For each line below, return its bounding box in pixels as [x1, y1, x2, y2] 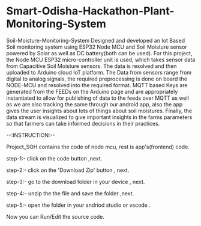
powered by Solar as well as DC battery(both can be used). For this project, [6, 49, 193, 56]
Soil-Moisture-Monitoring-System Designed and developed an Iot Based [6, 37, 185, 44]
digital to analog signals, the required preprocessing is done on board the [6, 75, 188, 82]
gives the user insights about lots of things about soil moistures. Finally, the [6, 107, 193, 114]
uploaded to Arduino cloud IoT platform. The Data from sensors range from [6, 69, 192, 76]
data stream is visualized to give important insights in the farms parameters [6, 113, 193, 121]
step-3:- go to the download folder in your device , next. [6, 178, 145, 185]
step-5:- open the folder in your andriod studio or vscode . [6, 201, 151, 209]
